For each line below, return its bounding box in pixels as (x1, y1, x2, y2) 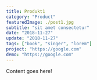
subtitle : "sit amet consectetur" (6, 24, 90, 31)
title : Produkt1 (6, 8, 45, 14)
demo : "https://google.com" (6, 52, 74, 57)
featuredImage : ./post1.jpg (6, 19, 74, 25)
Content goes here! (6, 67, 52, 74)
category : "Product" (6, 14, 56, 20)
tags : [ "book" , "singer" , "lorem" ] (6, 41, 92, 47)
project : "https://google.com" (6, 46, 82, 52)
